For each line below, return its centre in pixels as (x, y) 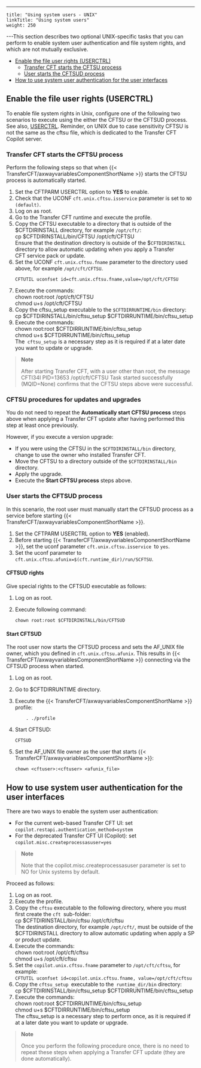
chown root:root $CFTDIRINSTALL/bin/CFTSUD (70, 620)
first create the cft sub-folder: (53, 914)
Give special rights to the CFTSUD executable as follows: (76, 586)
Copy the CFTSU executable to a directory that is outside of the (93, 224)
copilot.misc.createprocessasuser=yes (63, 842)
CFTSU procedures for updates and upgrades (74, 400)
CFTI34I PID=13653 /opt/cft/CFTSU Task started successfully (97, 378)
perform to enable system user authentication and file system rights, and (96, 43)
